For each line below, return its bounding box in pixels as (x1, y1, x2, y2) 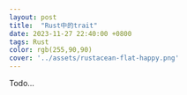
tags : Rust (9, 37, 49, 47)
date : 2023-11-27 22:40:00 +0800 (9, 29, 132, 38)
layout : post (9, 12, 57, 22)
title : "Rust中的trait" (9, 21, 98, 30)
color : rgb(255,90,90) (9, 46, 93, 55)
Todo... (9, 78, 35, 88)
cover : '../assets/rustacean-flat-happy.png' (9, 54, 179, 62)
